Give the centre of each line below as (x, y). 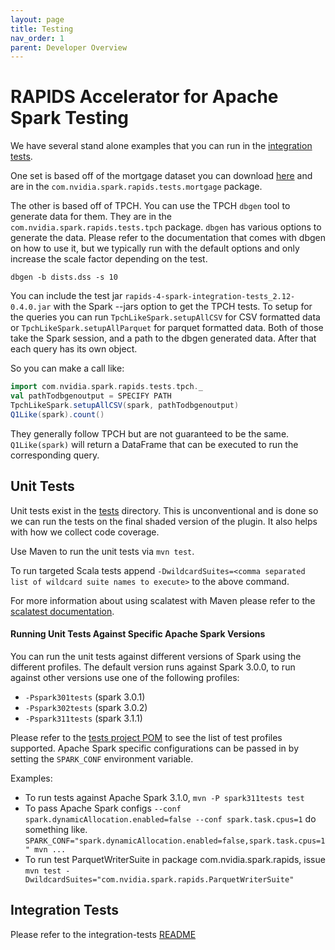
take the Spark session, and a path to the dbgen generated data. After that (163, 338)
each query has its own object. (74, 349)
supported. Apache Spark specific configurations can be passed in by (154, 748)
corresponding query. (55, 455)
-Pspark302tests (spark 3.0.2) (86, 707)
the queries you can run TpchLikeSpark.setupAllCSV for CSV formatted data (165, 317)
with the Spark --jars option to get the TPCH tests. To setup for (183, 307)
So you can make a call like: (67, 368)
